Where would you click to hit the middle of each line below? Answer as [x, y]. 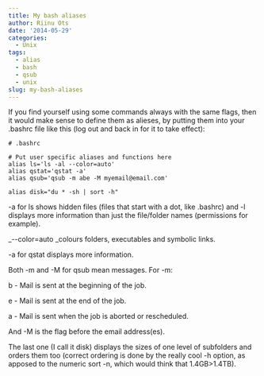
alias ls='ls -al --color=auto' [61, 165]
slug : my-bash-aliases [46, 89]
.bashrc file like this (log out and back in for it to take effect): [107, 129]
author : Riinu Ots [38, 23]
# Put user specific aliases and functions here [90, 157]
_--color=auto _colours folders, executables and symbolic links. [112, 239]
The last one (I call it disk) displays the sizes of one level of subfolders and [130, 347]
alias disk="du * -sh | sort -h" [63, 192]
